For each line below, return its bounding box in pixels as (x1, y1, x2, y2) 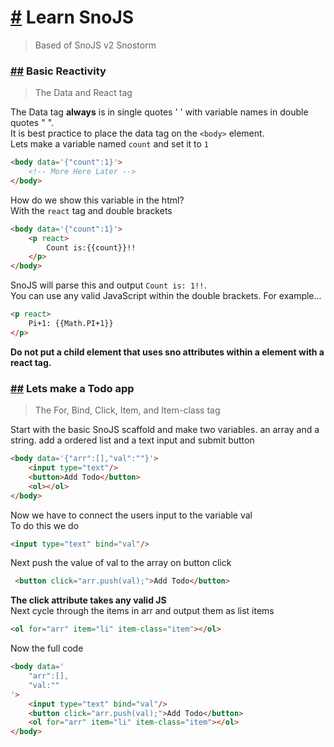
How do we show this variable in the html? (10, 194, 185, 206)
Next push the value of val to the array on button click (10, 557, 232, 569)
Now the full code (10, 642, 84, 655)
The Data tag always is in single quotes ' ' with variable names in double (10, 106, 309, 118)
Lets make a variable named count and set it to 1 (10, 138, 210, 150)
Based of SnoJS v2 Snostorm (34, 39, 157, 51)
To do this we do (10, 519, 80, 531)
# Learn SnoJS (10, 6, 135, 29)
